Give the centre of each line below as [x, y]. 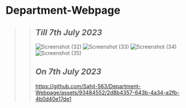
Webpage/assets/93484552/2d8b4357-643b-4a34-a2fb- [107, 92]
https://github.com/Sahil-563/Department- [88, 86]
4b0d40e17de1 [53, 98]
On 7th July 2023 [68, 72]
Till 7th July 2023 [69, 33]
